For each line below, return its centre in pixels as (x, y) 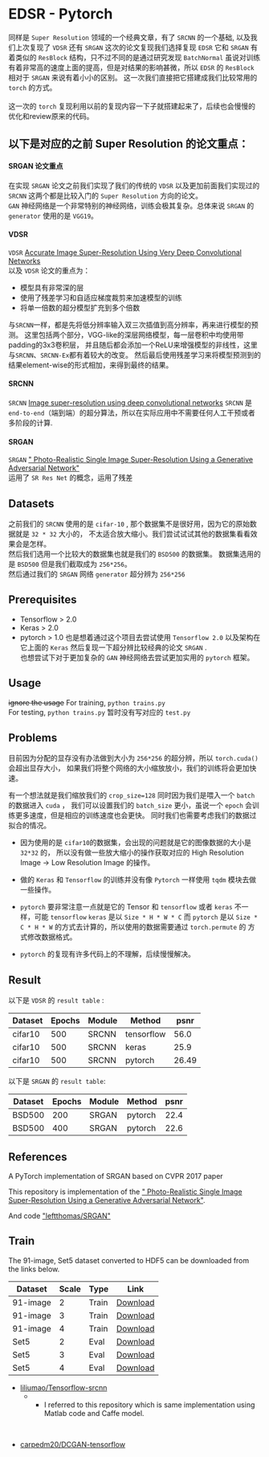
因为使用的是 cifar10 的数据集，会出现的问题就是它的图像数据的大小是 (135, 843)
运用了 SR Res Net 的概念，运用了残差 (71, 478)
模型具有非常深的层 (52, 287)
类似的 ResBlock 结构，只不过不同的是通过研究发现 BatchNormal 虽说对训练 (138, 57)
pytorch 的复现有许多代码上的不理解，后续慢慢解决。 (107, 954)
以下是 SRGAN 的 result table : (57, 1081)
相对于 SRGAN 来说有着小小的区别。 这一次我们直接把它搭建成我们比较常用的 (133, 77)
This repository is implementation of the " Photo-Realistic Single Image (125, 1192)
